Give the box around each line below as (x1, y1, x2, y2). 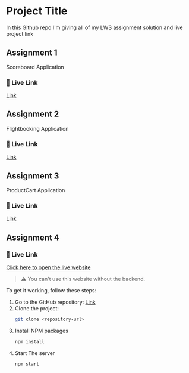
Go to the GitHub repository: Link (14, 298, 96, 306)
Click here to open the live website (6, 264, 91, 271)
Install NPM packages (14, 327, 68, 334)
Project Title (6, 4, 68, 18)
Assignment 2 (6, 109, 59, 119)
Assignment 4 (6, 232, 59, 242)
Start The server (14, 349, 55, 356)
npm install (14, 338, 45, 344)
